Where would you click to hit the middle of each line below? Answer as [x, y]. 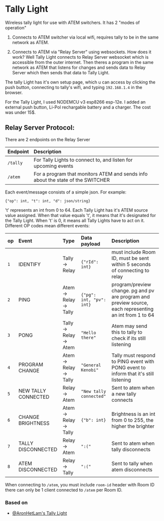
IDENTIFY [30, 264]
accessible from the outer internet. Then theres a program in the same [83, 62]
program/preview [131, 284]
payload [91, 244]
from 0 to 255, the [133, 420]
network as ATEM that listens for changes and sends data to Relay [79, 67]
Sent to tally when [132, 463]
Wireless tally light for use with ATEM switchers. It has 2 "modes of [72, 22]
